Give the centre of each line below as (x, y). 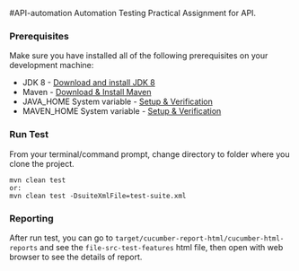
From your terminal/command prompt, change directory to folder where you (149, 154)
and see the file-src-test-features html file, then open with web (162, 247)
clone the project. (42, 163)
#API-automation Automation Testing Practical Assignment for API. (133, 13)
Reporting (31, 218)
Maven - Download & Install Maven (87, 92)
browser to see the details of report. (76, 257)
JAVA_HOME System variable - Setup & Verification (117, 101)
